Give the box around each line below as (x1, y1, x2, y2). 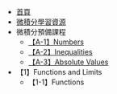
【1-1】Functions (27, 77, 85, 87)
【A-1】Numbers (27, 37, 85, 47)
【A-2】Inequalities (27, 47, 93, 56)
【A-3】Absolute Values (27, 57, 109, 67)
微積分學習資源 (15, 17, 66, 27)
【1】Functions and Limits (15, 67, 102, 76)
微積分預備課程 (15, 27, 66, 36)
